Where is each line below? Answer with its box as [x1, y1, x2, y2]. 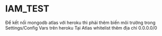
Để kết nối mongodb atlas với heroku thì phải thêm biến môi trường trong [5, 19, 156, 25]
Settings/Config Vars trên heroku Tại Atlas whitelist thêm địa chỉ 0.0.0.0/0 [5, 24, 157, 30]
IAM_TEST [5, 3, 49, 14]
